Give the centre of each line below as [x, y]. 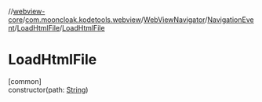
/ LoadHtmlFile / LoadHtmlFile [60, 28]
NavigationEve [231, 20]
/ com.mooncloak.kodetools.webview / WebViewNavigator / [115, 20]
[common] [25, 81]
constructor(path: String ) [48, 89]
